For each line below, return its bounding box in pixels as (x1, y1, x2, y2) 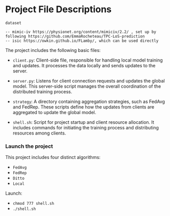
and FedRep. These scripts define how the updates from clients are (12, 103, 155, 110)
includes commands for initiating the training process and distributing (12, 124, 159, 130)
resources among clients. (12, 130, 66, 136)
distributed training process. (12, 88, 72, 95)
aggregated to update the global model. (12, 109, 96, 115)
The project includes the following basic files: (5, 47, 101, 53)
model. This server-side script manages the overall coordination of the (12, 83, 161, 89)
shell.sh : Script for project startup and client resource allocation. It (12, 119, 155, 125)
